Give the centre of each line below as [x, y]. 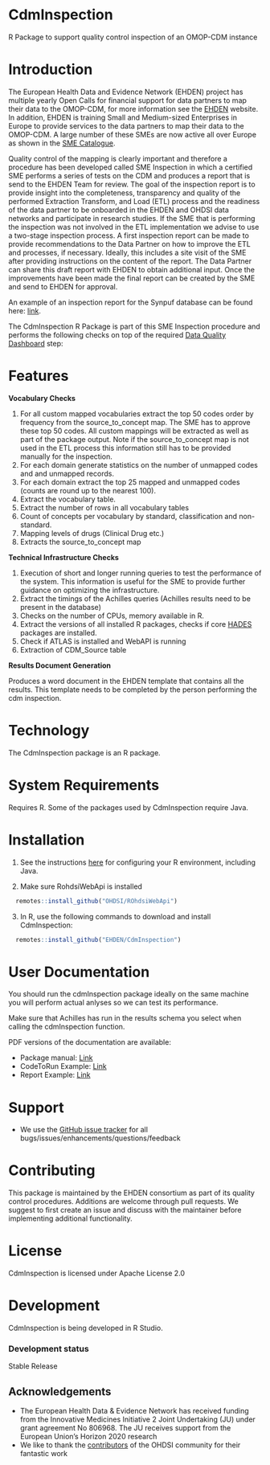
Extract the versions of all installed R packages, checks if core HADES [136, 624]
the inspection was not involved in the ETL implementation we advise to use [134, 227]
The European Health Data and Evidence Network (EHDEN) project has [126, 92]
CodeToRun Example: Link [63, 1066]
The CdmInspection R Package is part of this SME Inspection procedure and [135, 326]
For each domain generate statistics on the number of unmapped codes [139, 464]
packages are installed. [59, 632]
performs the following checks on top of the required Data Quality [117, 334]
